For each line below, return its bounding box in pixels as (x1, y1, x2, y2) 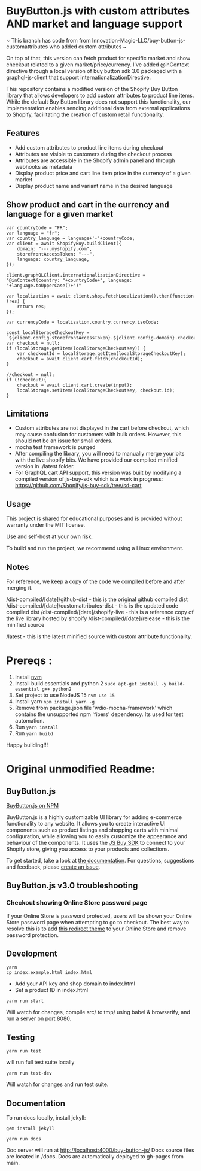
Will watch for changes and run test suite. (6, 1081, 109, 1088)
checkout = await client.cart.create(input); (17, 382, 133, 388)
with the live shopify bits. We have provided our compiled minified (14, 456, 178, 463)
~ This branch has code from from (6, 37, 91, 44)
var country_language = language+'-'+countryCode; (6, 235, 135, 241)
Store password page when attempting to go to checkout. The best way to (6, 918, 190, 926)
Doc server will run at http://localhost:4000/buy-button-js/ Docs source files (6, 1146, 194, 1154)
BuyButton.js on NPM (6, 802, 59, 809)
